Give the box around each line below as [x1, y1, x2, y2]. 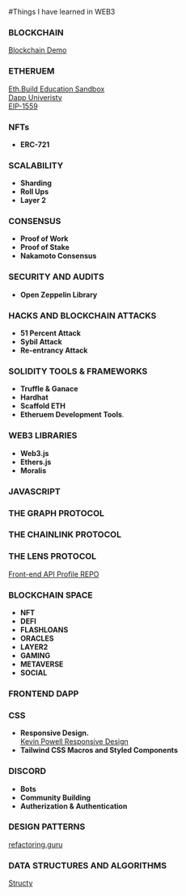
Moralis [19, 465, 47, 475]
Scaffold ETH [19, 401, 66, 411]
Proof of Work [19, 234, 69, 243]
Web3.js [19, 448, 49, 458]
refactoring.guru [8, 839, 63, 849]
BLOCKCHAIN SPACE [8, 590, 93, 601]
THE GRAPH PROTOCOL [8, 507, 105, 518]
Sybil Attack [19, 337, 62, 347]
